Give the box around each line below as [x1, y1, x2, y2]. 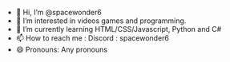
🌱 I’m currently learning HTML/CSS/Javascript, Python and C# [15, 25, 222, 33]
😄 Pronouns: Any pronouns [15, 45, 108, 54]
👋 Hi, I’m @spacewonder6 [15, 8, 102, 17]
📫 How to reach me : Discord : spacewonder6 [15, 33, 170, 43]
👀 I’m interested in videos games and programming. [15, 16, 187, 25]
